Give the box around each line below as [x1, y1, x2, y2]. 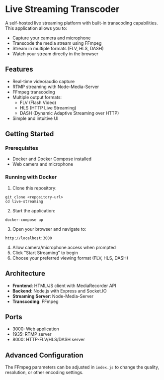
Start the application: [12, 207, 56, 213]
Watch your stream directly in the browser [12, 51, 98, 57]
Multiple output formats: [12, 94, 62, 100]
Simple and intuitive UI [12, 115, 59, 121]
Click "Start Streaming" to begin [12, 250, 78, 256]
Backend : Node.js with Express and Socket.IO [12, 287, 107, 294]
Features [5, 65, 33, 74]
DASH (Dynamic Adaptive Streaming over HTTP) [19, 110, 119, 116]
